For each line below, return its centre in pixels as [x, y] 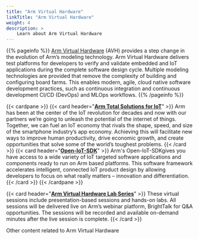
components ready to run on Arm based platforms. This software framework [99, 163]
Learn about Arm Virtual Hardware [59, 34]
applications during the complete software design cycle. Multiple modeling [97, 70]
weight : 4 [18, 23]
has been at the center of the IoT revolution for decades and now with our [97, 113]
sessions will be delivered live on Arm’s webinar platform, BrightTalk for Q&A [99, 206]
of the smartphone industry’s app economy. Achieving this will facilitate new [99, 132]
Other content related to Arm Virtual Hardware [63, 231]
